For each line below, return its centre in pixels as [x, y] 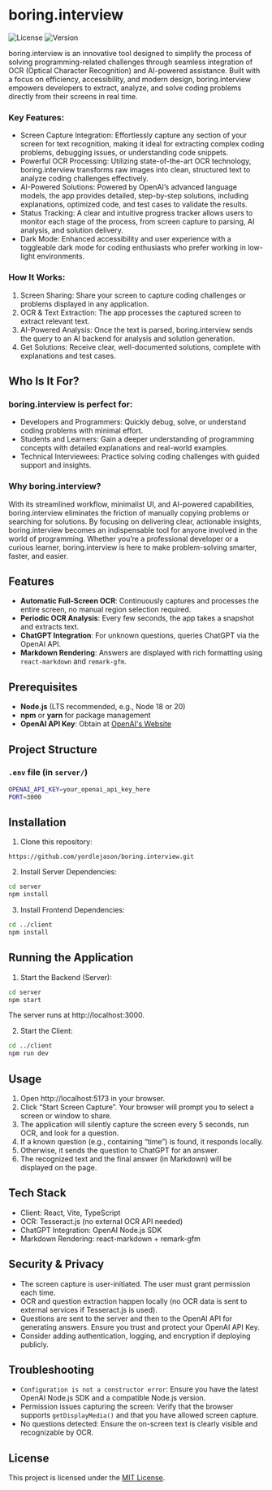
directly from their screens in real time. [73, 96]
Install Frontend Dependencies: [72, 910]
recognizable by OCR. [57, 1432]
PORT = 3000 [25, 797]
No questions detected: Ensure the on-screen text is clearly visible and [139, 1424]
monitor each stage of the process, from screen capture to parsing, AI [137, 222]
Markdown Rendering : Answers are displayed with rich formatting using [141, 653]
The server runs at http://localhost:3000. [76, 1015]
